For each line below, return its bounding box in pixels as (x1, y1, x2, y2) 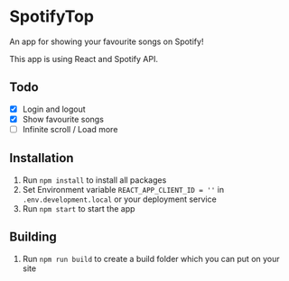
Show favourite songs (22, 113, 104, 124)
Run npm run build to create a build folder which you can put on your (22, 253, 280, 264)
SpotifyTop (9, 6, 95, 27)
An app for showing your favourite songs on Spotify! (9, 36, 204, 47)
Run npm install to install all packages (22, 174, 167, 186)
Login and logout (22, 104, 86, 114)
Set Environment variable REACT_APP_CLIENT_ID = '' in (22, 184, 224, 195)
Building (9, 230, 57, 245)
